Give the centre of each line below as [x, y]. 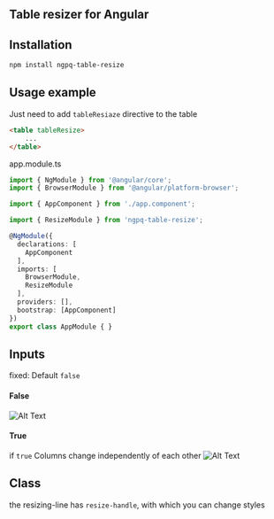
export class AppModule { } [61, 327]
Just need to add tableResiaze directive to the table [103, 113]
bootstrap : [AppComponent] [67, 310]
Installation [41, 45]
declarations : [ [47, 244]
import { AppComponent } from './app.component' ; [103, 204]
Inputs [27, 354]
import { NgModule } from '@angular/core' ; [91, 180]
